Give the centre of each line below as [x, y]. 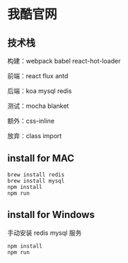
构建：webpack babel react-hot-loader [64, 61]
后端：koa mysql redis [40, 91]
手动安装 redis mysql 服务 [45, 233]
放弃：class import [35, 136]
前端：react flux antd [38, 76]
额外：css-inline [31, 121]
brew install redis [36, 175]
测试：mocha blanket [38, 106]
